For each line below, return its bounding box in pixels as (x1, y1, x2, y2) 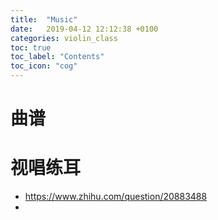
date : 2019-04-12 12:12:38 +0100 (10, 24, 159, 34)
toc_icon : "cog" (10, 61, 78, 71)
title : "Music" (10, 14, 78, 25)
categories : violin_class (10, 33, 118, 43)
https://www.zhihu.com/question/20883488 (24, 191, 208, 203)
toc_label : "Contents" (10, 52, 105, 62)
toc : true (10, 42, 52, 53)
